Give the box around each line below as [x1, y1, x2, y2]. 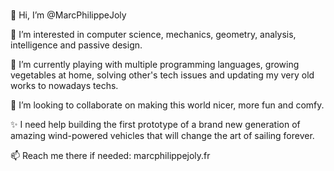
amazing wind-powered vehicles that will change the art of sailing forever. [10, 130, 315, 142]
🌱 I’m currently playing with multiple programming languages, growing [10, 59, 300, 71]
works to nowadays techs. [10, 80, 119, 92]
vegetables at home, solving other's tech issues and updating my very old [10, 69, 315, 81]
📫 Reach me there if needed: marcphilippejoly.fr [10, 150, 211, 162]
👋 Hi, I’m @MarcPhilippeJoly [10, 9, 127, 21]
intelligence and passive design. [10, 39, 143, 51]
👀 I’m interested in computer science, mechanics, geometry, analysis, [10, 29, 297, 41]
